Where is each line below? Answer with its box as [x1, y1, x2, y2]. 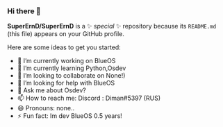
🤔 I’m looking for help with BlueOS [17, 79, 115, 87]
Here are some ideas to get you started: [7, 43, 122, 51]
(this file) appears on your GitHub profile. [7, 30, 125, 38]
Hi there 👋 [7, 6, 42, 16]
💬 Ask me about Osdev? [17, 86, 87, 94]
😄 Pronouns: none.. [17, 104, 75, 112]
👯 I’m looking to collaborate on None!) [17, 71, 126, 80]
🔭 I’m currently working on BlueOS [17, 57, 116, 65]
